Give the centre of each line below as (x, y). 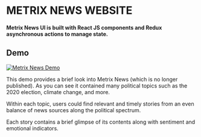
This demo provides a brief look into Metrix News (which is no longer (92, 79)
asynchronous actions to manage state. (57, 34)
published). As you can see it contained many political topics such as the (97, 86)
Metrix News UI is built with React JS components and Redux (84, 27)
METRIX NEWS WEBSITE (69, 11)
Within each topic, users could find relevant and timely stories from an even (100, 104)
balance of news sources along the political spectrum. (74, 110)
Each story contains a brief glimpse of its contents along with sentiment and (101, 122)
